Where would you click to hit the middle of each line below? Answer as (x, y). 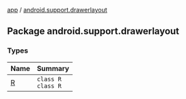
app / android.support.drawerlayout (57, 10)
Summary (53, 68)
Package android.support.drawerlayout (93, 31)
